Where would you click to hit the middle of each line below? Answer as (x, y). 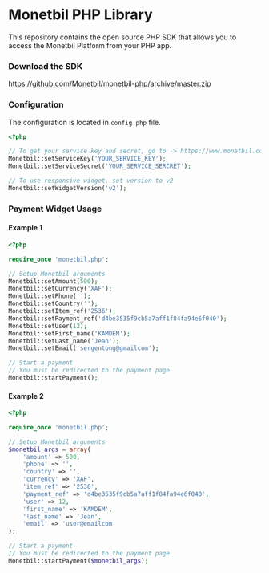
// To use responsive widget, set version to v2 (91, 181)
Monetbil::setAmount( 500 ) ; (53, 281)
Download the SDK (46, 66)
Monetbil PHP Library (81, 15)
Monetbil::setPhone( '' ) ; (50, 296)
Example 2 (26, 396)
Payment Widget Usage (55, 209)
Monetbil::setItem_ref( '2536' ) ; (62, 311)
